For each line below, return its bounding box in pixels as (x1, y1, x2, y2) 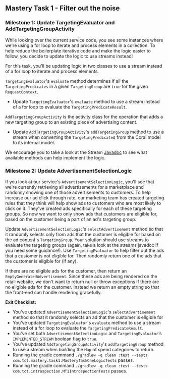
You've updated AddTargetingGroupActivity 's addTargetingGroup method (12, 341, 164, 347)
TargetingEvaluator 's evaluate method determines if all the (5, 78, 129, 84)
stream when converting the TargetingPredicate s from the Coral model (12, 134, 161, 140)
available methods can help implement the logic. (5, 154, 106, 160)
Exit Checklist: (5, 299, 36, 305)
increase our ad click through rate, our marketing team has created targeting (5, 194, 164, 201)
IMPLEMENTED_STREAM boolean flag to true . (12, 336, 98, 342)
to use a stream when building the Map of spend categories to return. (12, 346, 155, 352)
